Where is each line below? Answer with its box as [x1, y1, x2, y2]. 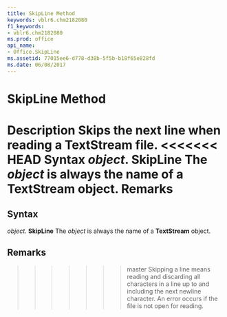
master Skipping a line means [127, 265, 211, 273]
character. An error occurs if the [127, 294, 218, 303]
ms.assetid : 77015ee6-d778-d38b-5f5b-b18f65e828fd [7, 55, 155, 62]
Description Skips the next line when [7, 123, 221, 138]
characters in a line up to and [127, 280, 210, 288]
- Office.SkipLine [7, 49, 60, 56]
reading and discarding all [127, 272, 201, 280]
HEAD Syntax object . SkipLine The [7, 152, 208, 167]
